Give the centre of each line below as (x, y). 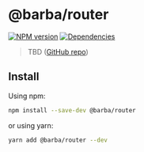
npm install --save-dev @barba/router (72, 110)
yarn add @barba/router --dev (58, 140)
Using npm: (27, 96)
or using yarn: (31, 125)
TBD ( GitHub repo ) (58, 51)
